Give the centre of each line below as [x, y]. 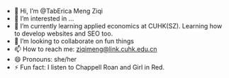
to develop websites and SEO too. [63, 33]
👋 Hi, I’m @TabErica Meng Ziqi [58, 11]
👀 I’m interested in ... [44, 18]
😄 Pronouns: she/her [45, 59]
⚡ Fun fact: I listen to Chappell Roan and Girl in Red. [89, 67]
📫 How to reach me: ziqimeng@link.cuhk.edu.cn [85, 49]
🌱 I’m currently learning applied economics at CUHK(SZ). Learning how [118, 26]
